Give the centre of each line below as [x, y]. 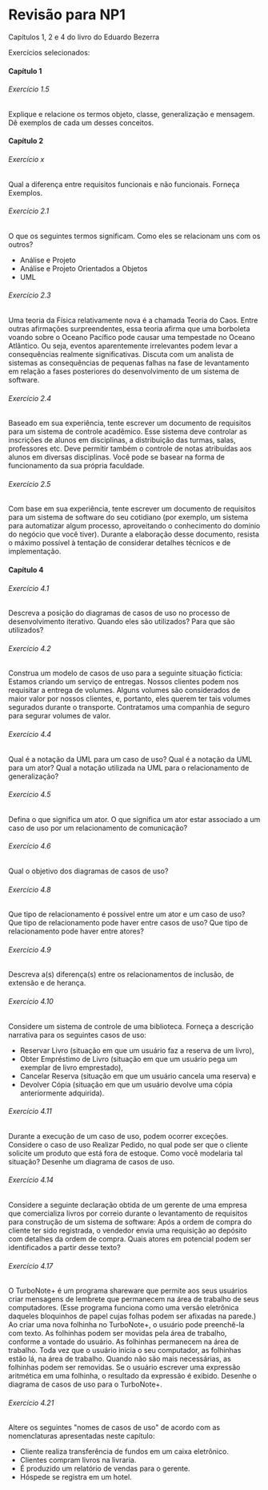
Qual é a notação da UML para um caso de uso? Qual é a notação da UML [130, 759]
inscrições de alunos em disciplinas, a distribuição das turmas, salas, [122, 440]
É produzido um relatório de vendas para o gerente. [105, 1468]
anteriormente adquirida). [62, 1093]
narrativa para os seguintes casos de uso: [77, 1034]
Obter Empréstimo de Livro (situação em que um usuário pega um [128, 1059]
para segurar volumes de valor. [60, 716]
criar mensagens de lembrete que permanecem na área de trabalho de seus [134, 1299]
